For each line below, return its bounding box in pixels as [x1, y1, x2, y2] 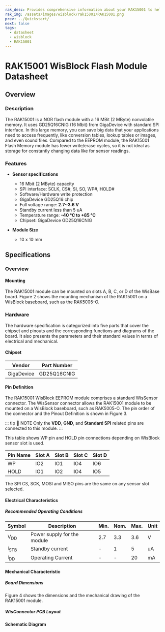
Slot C [73, 452, 88, 459]
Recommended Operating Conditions [5, 508, 83, 514]
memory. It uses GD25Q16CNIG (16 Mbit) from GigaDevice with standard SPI [5, 122, 160, 127]
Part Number [41, 362, 73, 369]
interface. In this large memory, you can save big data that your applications [5, 126, 159, 133]
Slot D [92, 452, 107, 459]
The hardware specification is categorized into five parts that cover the [5, 322, 149, 328]
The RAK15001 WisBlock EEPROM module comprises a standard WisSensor [5, 395, 158, 401]
